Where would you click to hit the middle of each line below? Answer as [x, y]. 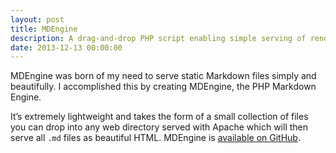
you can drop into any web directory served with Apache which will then [159, 127]
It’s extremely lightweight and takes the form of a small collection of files [159, 117]
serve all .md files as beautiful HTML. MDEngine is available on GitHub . [155, 138]
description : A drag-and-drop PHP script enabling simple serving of [158, 38]
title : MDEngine [44, 29]
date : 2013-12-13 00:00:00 [66, 47]
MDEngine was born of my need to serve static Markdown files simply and [163, 76]
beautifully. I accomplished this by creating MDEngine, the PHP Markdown [163, 87]
